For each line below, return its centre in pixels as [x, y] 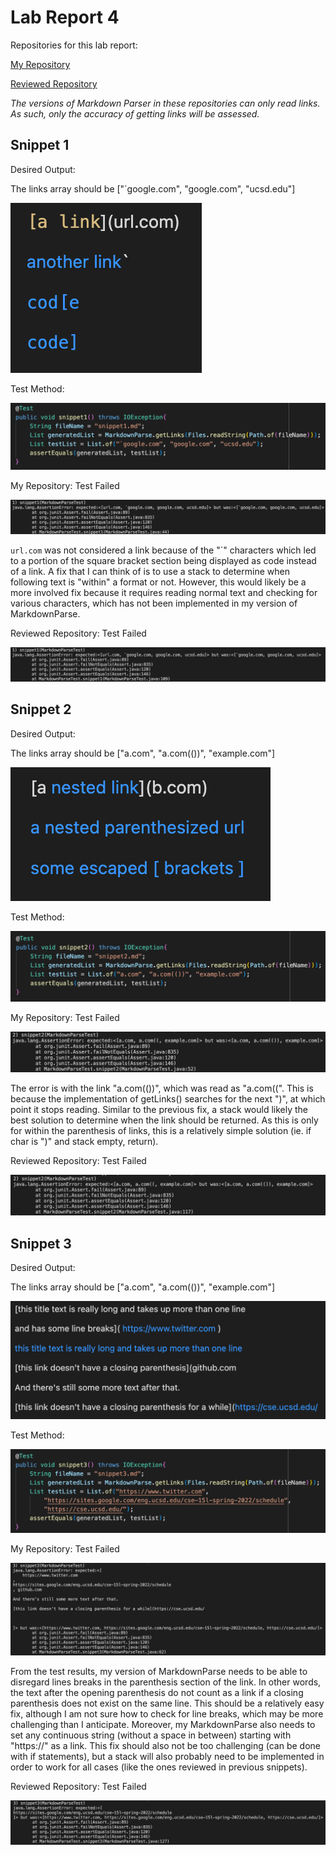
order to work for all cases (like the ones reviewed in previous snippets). [159, 1767]
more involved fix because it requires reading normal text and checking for [164, 592]
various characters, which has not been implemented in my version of [154, 603]
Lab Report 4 [65, 17]
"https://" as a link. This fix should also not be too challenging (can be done [165, 1746]
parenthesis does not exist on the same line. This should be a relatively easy [167, 1703]
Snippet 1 [40, 145]
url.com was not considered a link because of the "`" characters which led [163, 550]
